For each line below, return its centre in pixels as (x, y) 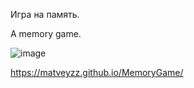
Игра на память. (45, 14)
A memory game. (46, 33)
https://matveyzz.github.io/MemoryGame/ (97, 72)
